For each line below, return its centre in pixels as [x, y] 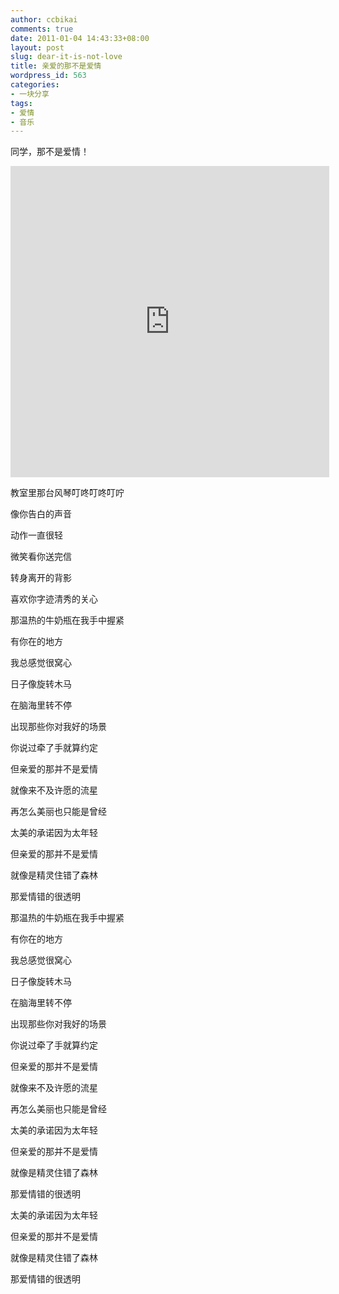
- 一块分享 [30, 94]
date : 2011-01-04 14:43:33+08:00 [80, 38]
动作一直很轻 [36, 535]
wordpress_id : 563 [48, 76]
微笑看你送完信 [41, 557]
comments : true [42, 29]
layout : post [37, 47]
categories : [35, 85]
